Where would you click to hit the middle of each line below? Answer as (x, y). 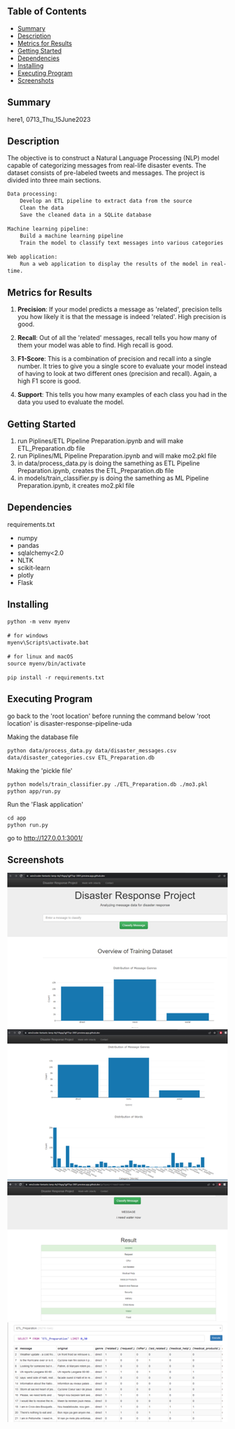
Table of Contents (47, 12)
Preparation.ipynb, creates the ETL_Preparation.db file (95, 471)
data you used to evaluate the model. (71, 402)
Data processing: (33, 194)
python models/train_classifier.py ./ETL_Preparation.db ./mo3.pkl (108, 784)
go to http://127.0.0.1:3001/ (45, 838)
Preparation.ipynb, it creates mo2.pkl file (76, 486)
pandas (28, 545)
